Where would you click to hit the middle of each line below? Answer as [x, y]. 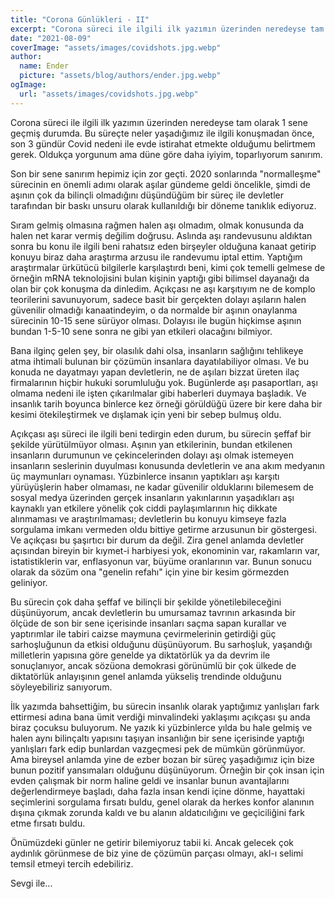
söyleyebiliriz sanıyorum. [61, 687]
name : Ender [44, 66]
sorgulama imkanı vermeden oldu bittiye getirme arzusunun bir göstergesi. [164, 529]
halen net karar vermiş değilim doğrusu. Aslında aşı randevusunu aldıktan [161, 235]
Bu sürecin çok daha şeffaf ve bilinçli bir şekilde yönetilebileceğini [146, 602]
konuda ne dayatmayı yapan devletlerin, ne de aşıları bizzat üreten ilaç [155, 372]
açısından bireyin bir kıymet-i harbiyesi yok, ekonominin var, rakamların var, [165, 550]
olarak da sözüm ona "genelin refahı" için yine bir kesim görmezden [150, 572]
